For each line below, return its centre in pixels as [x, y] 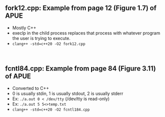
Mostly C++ [24, 28]
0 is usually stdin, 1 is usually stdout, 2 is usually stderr [68, 93]
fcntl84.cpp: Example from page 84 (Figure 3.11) [81, 69]
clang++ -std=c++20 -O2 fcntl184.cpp [51, 110]
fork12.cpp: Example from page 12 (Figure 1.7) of [81, 8]
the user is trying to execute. [41, 38]
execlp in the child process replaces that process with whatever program [86, 33]
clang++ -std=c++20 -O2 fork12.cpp [49, 44]
